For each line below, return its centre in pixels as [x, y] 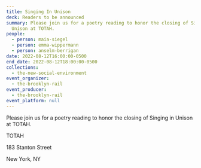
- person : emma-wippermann [45, 45]
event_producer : [26, 90]
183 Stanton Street [29, 147]
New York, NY [23, 158]
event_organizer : [28, 78]
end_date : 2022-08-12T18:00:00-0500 [52, 62]
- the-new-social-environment [49, 73]
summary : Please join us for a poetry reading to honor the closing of [97, 23]
